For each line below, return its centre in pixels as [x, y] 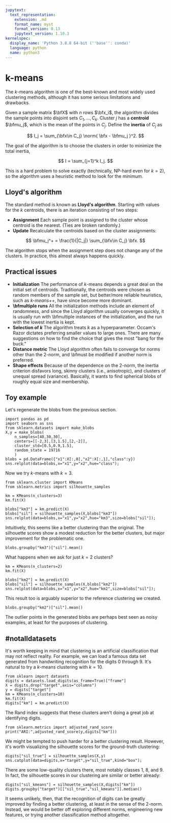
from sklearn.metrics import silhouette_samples [58, 487]
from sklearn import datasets [37, 676]
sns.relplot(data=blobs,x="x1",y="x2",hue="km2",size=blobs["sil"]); [81, 589]
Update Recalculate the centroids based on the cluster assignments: [84, 230]
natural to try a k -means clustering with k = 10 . [54, 667]
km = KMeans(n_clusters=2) [34, 567]
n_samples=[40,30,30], [38, 437]
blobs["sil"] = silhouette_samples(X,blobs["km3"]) [61, 514]
